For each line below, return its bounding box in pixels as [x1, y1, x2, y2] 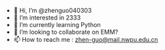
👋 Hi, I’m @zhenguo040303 [13, 7, 92, 14]
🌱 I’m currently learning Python [13, 21, 101, 28]
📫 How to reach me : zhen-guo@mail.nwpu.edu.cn [13, 36, 158, 43]
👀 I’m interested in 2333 [13, 14, 81, 22]
